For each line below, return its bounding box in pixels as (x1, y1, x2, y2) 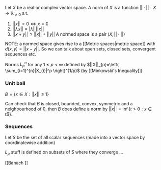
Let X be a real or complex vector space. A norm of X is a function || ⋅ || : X (5, 5, 156, 10)
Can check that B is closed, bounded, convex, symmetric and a (5, 100, 133, 106)
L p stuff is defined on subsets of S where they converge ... (5, 149, 124, 156)
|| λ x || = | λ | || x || (12, 26, 44, 32)
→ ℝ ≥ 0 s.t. (5, 10, 28, 17)
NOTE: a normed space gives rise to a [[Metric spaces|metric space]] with (5, 41, 156, 47)
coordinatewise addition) (5, 140, 55, 146)
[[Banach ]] (5, 160, 28, 166)
